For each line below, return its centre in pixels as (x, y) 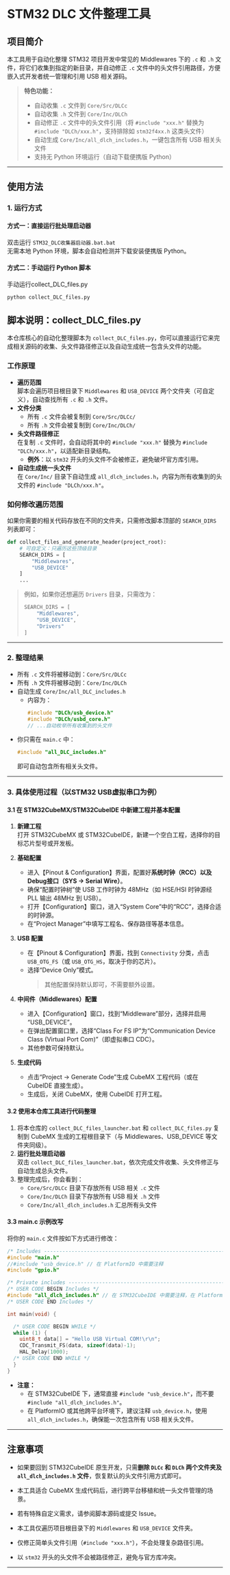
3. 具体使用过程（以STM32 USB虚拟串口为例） (84, 792)
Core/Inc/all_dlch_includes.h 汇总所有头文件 (92, 1205)
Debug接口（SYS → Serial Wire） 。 (77, 881)
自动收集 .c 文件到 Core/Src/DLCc (81, 105)
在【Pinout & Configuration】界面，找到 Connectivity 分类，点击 (118, 953)
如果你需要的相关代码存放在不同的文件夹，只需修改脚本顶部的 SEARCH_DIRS (112, 520)
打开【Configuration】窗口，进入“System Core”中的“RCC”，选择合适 (124, 907)
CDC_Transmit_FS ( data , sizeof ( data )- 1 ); (78, 1346)
